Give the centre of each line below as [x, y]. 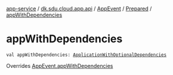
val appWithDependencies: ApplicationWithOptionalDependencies [86, 55]
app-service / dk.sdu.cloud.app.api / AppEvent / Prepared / [79, 9]
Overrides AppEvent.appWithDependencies [60, 65]
